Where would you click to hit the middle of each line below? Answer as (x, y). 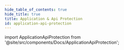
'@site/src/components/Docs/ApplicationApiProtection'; (62, 43)
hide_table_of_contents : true (36, 10)
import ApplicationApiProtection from (43, 37)
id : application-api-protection (38, 23)
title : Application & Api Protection (44, 19)
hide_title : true (23, 14)
